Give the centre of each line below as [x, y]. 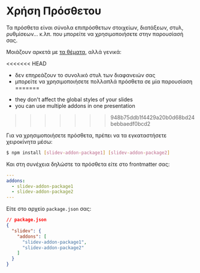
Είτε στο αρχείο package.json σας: [49, 209]
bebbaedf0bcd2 [131, 123]
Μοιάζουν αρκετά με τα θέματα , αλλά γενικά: [64, 51]
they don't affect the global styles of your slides [74, 99]
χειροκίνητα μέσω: [29, 141]
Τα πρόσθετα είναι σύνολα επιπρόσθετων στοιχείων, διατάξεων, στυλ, [95, 28]
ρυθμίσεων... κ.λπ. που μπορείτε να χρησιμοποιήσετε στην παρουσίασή [95, 34]
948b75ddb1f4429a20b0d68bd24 [153, 117]
